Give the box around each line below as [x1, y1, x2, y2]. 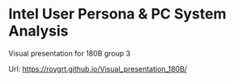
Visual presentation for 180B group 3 [8, 48, 131, 58]
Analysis [8, 22, 69, 40]
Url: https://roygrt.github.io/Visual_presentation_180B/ [8, 64, 188, 73]
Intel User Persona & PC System [8, 5, 227, 23]
